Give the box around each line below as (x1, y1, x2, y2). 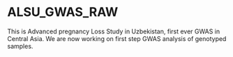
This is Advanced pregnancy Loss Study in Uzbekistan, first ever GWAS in (7, 27, 220, 35)
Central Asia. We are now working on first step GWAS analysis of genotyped (7, 34, 227, 42)
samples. (7, 42, 33, 50)
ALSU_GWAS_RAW (7, 4, 119, 20)
